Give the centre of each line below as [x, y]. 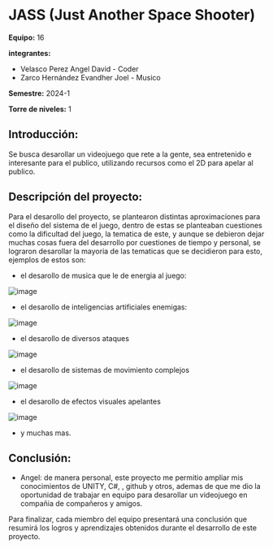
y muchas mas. [45, 433]
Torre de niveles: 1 [40, 109]
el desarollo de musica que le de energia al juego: [103, 275]
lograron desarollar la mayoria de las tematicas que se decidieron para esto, [135, 251]
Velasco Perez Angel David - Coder [80, 69]
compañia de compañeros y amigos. [81, 504]
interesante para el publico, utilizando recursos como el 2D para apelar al [131, 162]
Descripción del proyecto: [76, 197]
